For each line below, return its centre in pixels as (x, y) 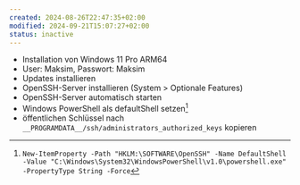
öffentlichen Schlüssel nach (73, 118)
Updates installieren (59, 79)
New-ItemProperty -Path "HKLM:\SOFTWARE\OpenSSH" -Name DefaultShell (154, 154)
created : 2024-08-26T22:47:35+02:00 (77, 17)
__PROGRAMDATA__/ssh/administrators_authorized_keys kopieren (139, 128)
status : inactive (42, 34)
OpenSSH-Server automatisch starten (92, 97)
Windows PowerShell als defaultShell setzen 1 (105, 108)
